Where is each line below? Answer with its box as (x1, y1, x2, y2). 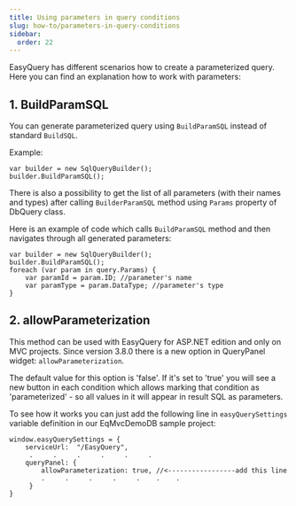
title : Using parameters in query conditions (9, 12, 180, 22)
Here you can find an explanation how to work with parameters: (9, 72, 241, 82)
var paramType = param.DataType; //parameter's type (25, 281, 224, 291)
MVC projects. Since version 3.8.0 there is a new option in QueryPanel (9, 346, 266, 356)
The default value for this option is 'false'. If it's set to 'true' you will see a (9, 372, 277, 383)
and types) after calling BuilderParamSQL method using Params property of (9, 197, 277, 208)
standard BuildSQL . (9, 130, 78, 141)
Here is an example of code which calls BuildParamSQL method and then (9, 223, 271, 235)
